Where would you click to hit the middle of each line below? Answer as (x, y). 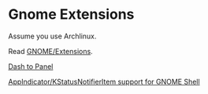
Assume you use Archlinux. (52, 36)
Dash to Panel (31, 66)
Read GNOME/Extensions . (50, 51)
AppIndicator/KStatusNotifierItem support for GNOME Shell (104, 81)
